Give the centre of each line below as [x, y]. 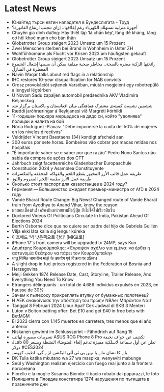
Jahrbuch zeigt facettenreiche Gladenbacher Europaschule [72, 163]
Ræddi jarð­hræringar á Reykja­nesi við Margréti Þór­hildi [67, 111]
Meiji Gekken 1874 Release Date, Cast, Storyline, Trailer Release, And [82, 274]
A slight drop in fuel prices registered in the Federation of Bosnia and [82, 264]
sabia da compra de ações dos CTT [48, 158]
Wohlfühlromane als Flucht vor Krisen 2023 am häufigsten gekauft [79, 53]
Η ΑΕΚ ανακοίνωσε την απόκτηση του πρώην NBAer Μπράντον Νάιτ [82, 300]
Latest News [31, 9]
